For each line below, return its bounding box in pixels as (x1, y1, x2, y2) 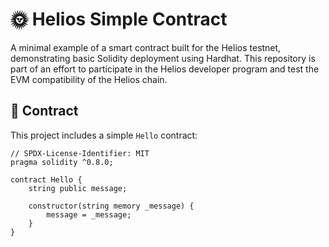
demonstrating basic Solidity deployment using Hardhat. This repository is (10, 52, 316, 64)
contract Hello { (10, 174, 83, 185)
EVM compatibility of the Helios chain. (10, 73, 168, 85)
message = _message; (46, 209, 132, 220)
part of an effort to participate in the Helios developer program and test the (10, 63, 320, 75)
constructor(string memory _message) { (28, 201, 195, 211)
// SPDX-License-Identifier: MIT (10, 148, 150, 158)
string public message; (28, 183, 128, 193)
